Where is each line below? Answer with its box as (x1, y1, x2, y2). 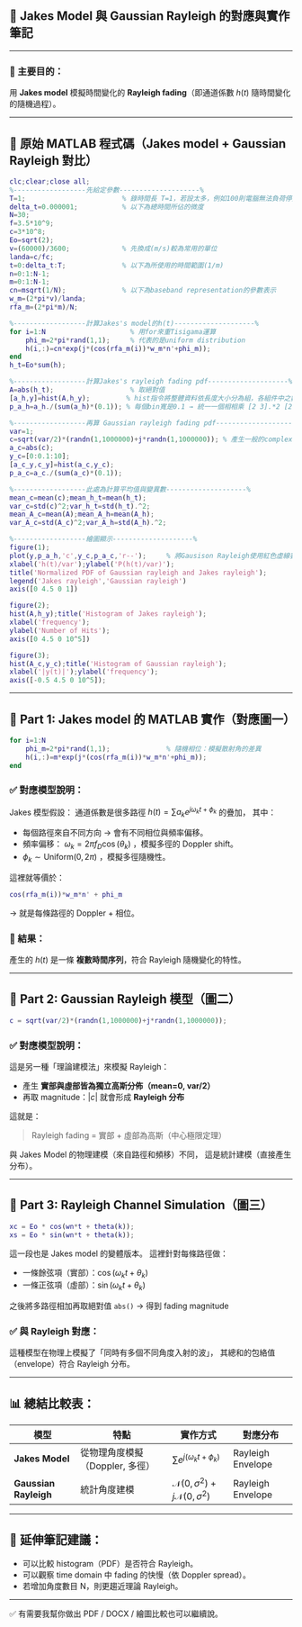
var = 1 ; (9, 427, 34, 436)
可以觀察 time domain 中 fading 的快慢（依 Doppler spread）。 (22, 1569, 252, 1580)
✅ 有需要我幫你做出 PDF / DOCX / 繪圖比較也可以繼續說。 (9, 1608, 223, 1619)
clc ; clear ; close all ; (9, 176, 91, 186)
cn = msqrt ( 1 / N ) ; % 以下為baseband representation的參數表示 (9, 286, 277, 295)
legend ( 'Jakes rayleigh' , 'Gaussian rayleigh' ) (9, 576, 187, 585)
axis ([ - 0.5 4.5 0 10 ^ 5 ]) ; (9, 676, 106, 685)
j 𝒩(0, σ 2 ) (172, 1488, 211, 1502)
